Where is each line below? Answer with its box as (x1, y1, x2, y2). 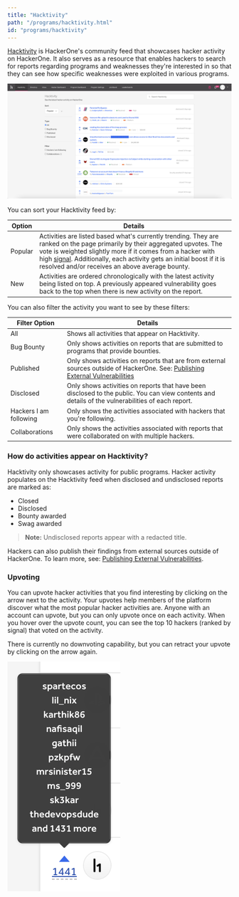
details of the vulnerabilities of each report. (66, 397, 193, 405)
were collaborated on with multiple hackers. (66, 431, 195, 440)
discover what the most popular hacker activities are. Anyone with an (7, 603, 210, 612)
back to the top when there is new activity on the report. (38, 287, 203, 295)
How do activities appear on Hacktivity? (7, 451, 149, 461)
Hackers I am (10, 406, 49, 415)
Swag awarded (17, 519, 63, 528)
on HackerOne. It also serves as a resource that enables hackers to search (7, 54, 226, 63)
